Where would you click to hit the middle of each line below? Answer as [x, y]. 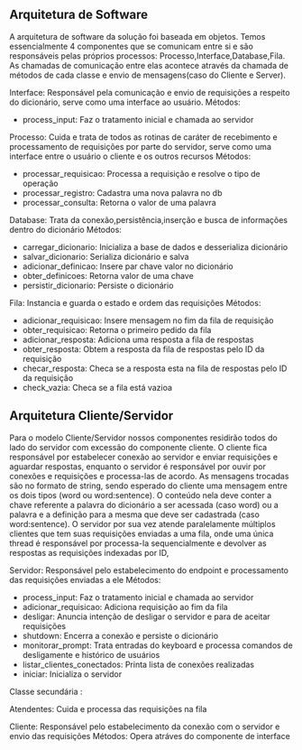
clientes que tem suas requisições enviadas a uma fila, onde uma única [142, 533]
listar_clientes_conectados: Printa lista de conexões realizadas [138, 664]
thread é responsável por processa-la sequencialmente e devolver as [138, 543]
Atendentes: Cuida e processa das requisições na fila [108, 708]
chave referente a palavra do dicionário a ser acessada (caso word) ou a [144, 505]
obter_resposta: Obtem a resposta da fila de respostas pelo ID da [143, 349]
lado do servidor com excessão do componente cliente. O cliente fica [138, 447]
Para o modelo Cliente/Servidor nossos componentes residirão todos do [143, 438]
